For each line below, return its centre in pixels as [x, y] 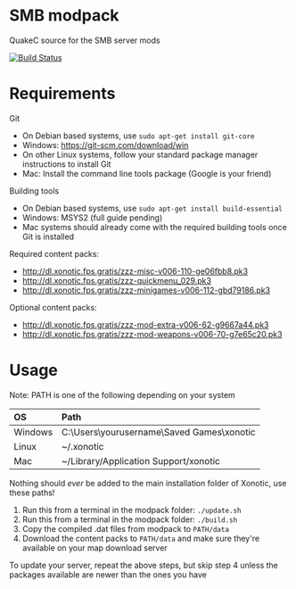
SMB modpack [64, 16]
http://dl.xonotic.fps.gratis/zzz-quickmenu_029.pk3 [117, 280]
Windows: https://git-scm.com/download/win [105, 145]
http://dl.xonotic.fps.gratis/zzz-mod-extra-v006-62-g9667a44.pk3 [145, 324]
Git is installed [48, 236]
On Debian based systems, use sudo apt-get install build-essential [152, 208]
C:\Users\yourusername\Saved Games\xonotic [158, 432]
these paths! [32, 493]
